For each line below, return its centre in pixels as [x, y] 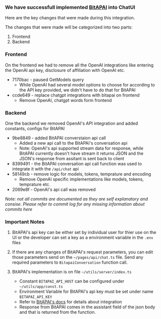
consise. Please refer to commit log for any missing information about [75, 204]
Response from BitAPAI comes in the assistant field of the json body [87, 307]
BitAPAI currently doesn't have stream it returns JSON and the [81, 153]
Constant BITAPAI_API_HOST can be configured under [72, 281]
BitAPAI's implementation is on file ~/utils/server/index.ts [72, 272]
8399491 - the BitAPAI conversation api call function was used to [77, 164]
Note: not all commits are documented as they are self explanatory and [77, 199]
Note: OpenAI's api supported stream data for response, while [81, 148]
